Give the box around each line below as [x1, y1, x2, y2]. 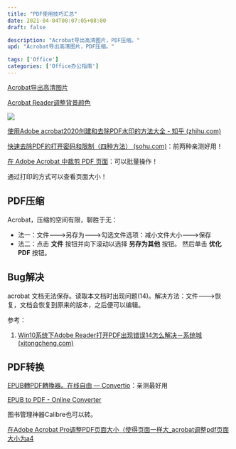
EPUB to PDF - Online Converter [7, 396, 102, 404]
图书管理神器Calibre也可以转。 [7, 411, 97, 419]
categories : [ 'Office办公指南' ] [7, 63, 100, 70]
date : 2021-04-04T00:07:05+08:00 [7, 17, 107, 24]
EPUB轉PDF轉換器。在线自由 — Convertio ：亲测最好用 [7, 381, 168, 390]
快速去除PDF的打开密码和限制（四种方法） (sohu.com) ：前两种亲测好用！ [7, 142, 223, 150]
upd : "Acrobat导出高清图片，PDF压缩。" [7, 43, 115, 51]
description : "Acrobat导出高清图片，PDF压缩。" [7, 36, 140, 43]
